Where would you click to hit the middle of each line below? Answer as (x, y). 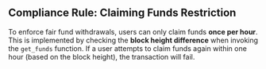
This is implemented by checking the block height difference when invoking (133, 40)
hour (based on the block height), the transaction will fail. (102, 56)
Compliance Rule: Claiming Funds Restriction (122, 13)
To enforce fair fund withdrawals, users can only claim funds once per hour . (133, 31)
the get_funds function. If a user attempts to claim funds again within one (128, 48)
